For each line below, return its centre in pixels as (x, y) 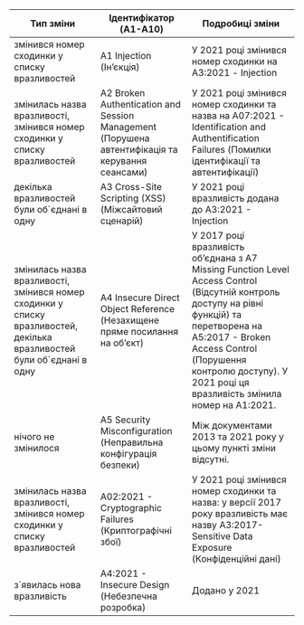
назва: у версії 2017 (237, 502)
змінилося (37, 448)
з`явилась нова (47, 585)
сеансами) (124, 172)
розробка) (123, 607)
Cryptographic (131, 508)
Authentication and (140, 104)
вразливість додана (235, 198)
